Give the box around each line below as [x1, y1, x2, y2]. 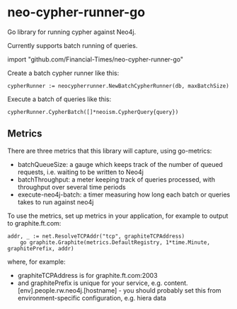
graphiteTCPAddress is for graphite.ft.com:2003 [17, 271, 158, 279]
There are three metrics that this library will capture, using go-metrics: [7, 146, 212, 155]
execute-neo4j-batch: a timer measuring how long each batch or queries [17, 190, 231, 199]
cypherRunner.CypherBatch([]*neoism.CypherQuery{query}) [7, 108, 179, 115]
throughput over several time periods [17, 182, 126, 191]
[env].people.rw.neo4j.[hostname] [17, 286, 117, 294]
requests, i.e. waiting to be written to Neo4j [17, 168, 144, 176]
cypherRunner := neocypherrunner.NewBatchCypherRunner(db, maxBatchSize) [7, 82, 230, 89]
